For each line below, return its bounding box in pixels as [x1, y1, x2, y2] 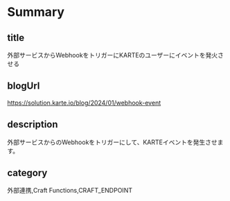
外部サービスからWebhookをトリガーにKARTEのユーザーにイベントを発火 [7, 51, 218, 59]
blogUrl [7, 80, 40, 92]
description [7, 119, 58, 130]
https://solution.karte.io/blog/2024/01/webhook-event [7, 98, 161, 107]
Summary [7, 4, 64, 20]
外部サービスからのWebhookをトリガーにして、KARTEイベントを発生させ [7, 138, 218, 146]
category [7, 167, 48, 179]
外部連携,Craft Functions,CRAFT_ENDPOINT [7, 186, 133, 195]
